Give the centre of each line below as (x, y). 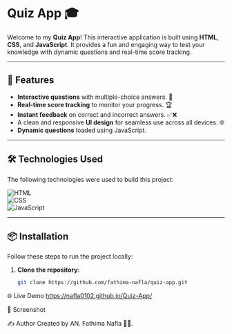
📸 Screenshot (27, 310)
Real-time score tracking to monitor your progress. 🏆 (95, 104)
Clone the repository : (48, 270)
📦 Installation (38, 236)
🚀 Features (31, 80)
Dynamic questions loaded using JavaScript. (82, 130)
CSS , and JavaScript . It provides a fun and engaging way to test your (106, 44)
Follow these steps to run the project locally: (70, 257)
